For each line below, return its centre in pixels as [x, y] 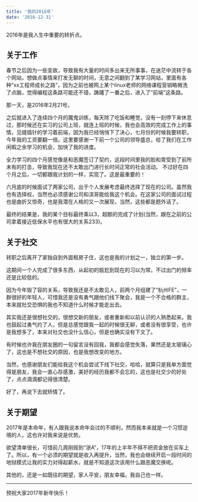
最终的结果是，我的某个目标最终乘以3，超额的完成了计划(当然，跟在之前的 [96, 214]
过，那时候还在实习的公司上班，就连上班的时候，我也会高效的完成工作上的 [96, 125]
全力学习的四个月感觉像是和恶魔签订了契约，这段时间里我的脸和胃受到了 [94, 159]
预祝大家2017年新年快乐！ [38, 493]
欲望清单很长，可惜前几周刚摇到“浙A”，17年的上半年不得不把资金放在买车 [95, 447]
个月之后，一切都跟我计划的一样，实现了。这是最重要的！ [76, 174]
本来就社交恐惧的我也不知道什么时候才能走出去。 [65, 305]
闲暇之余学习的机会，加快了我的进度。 [52, 147]
